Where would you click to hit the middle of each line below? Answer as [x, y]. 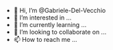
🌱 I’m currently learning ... [50, 25]
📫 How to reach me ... [45, 40]
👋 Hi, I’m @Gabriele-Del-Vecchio [60, 10]
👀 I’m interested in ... [42, 18]
